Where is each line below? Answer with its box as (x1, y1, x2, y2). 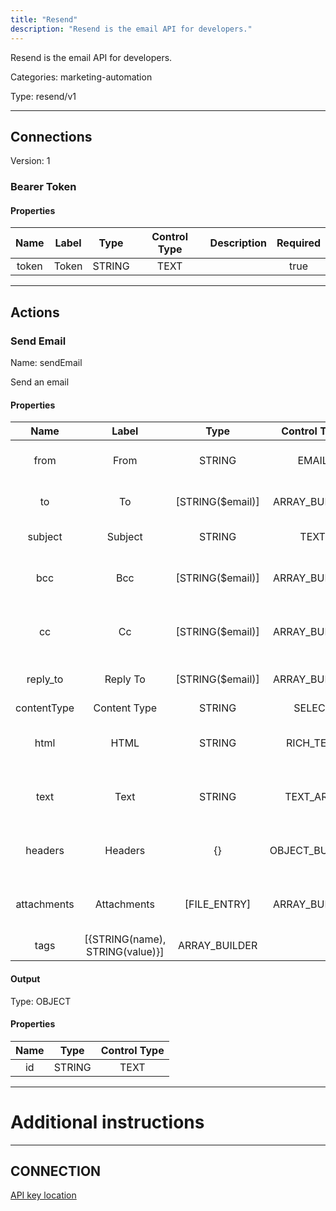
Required (276, 236, 321, 250)
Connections (10, 128, 93, 145)
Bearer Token (10, 180, 77, 194)
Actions (10, 304, 60, 321)
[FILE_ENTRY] (184, 897, 252, 911)
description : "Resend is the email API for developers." (10, 24, 253, 34)
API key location (10, 1189, 77, 1201)
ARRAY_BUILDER (177, 939, 258, 953)
